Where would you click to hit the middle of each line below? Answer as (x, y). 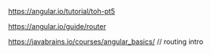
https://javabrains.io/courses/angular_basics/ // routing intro (106, 41)
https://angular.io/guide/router (57, 26)
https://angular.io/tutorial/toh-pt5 (62, 11)
